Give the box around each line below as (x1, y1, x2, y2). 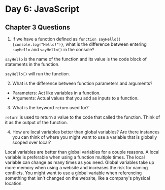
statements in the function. (5, 62, 60, 67)
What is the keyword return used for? (12, 105, 89, 110)
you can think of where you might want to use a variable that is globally (12, 134, 157, 140)
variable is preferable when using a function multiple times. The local (5, 154, 145, 160)
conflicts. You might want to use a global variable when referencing (5, 170, 142, 176)
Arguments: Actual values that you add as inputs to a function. (12, 95, 139, 101)
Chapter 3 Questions (5, 23, 70, 32)
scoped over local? (12, 139, 51, 145)
